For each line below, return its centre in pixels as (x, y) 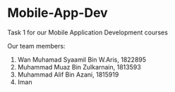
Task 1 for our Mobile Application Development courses (87, 32)
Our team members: (36, 46)
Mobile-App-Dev (58, 13)
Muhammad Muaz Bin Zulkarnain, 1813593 (79, 67)
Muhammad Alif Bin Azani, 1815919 (68, 74)
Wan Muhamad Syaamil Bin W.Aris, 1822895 (82, 59)
